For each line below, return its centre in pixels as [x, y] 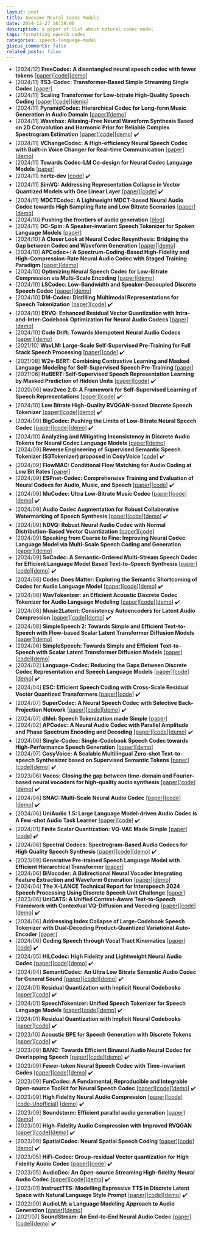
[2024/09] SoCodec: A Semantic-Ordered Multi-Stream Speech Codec [106, 557]
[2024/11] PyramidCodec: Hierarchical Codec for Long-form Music [101, 108]
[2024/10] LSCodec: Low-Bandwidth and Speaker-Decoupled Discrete [106, 284]
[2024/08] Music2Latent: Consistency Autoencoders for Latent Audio [105, 610]
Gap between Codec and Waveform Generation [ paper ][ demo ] [95, 245]
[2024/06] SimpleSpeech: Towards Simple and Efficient [87, 645]
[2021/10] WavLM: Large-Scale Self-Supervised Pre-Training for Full [103, 345]
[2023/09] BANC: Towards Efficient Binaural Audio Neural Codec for [103, 1050]
